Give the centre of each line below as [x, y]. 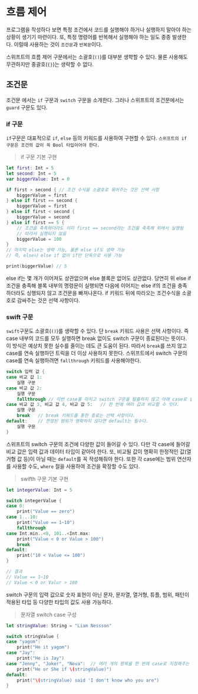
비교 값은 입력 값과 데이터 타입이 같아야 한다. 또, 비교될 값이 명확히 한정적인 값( [96, 451]
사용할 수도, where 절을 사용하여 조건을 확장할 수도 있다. [76, 466]
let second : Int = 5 [32, 173]
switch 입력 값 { [26, 372]
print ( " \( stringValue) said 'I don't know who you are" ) [88, 680]
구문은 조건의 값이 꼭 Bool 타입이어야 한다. [53, 145]
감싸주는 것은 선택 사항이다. [49, 300]
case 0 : [16, 506]
